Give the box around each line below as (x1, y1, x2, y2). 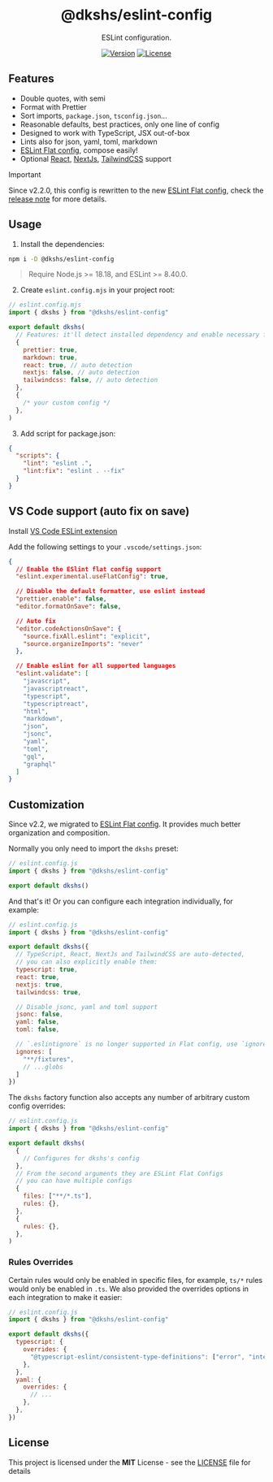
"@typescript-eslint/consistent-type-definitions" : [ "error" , (29, 1353, 245, 1361)
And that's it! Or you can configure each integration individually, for (8, 896, 233, 906)
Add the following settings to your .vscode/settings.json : (8, 542, 202, 552)
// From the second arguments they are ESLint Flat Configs (15, 1169, 223, 1177)
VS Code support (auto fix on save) (8, 505, 190, 518)
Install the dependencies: (19, 239, 106, 249)
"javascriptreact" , (23, 684, 89, 692)
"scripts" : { (15, 452, 60, 460)
